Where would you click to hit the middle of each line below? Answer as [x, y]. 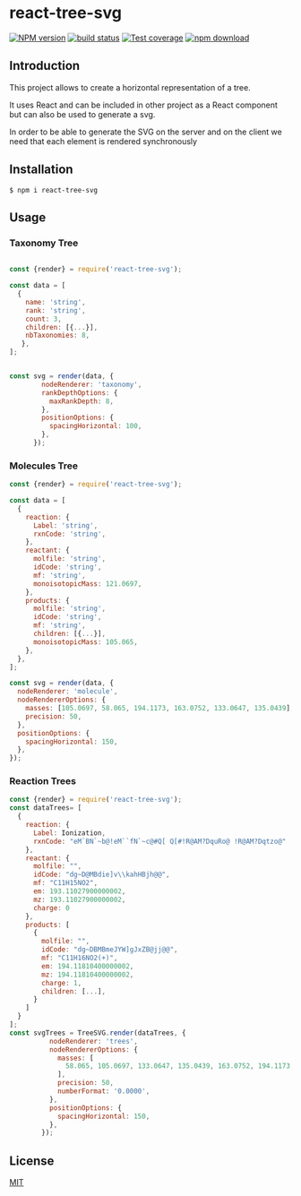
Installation [41, 170]
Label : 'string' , [65, 525]
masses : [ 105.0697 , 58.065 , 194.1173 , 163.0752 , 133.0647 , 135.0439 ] [158, 709]
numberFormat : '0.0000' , [103, 1091]
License [32, 1161]
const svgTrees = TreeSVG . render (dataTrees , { [98, 1033]
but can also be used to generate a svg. [82, 114]
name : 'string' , [56, 302]
